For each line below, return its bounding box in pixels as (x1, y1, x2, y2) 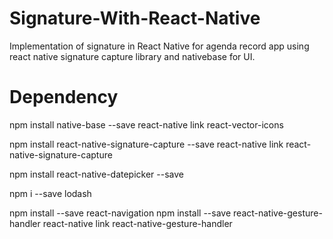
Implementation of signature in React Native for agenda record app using (9, 40, 310, 52)
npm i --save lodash (9, 187, 92, 199)
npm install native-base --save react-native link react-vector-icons (9, 118, 284, 131)
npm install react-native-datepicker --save (9, 168, 184, 180)
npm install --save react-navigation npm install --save (9, 207, 232, 219)
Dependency (9, 86, 119, 109)
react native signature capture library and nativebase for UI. (9, 50, 256, 62)
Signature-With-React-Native (9, 7, 261, 30)
